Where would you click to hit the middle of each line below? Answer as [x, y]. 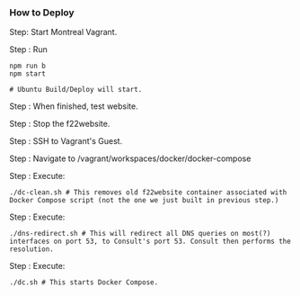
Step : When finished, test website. [74, 106]
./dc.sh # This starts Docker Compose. [84, 283]
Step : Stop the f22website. [60, 124]
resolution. [31, 249]
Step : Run [28, 49]
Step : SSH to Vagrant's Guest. [66, 141]
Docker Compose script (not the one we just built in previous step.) [144, 201]
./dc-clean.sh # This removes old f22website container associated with [148, 193]
